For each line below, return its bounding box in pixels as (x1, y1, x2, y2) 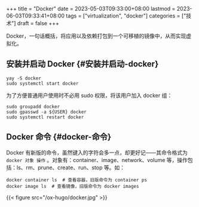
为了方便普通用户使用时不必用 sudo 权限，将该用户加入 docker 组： (6, 92, 173, 99)
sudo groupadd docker (6, 103, 60, 109)
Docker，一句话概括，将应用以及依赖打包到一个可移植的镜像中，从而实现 (6, 32, 186, 39)
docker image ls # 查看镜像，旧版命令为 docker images (6, 183, 139, 189)
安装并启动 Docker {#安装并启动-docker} (6, 59, 159, 69)
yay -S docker (6, 75, 42, 81)
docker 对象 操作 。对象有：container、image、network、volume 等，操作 (6, 156, 188, 163)
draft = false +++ (17, 20, 60, 26)
